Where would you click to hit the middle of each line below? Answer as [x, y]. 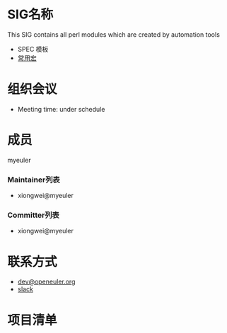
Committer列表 [34, 215]
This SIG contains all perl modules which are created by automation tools [114, 34]
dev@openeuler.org [46, 282]
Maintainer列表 [34, 180]
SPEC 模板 [33, 49]
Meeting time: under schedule [61, 109]
